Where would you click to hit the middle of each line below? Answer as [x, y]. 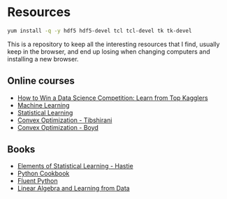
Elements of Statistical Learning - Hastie [75, 166]
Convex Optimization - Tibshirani [65, 120]
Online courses [41, 81]
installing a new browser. [43, 59]
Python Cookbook [43, 174]
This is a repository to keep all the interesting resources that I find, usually [113, 44]
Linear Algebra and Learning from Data [74, 189]
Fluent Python [37, 181]
